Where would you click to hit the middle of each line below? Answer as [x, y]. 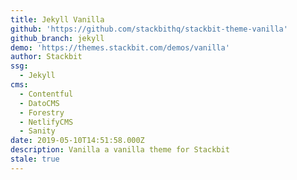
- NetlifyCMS [46, 122]
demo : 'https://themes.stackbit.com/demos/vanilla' [120, 47]
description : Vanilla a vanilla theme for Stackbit [120, 150]
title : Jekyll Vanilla [57, 19]
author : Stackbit [46, 57]
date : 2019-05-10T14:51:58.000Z [77, 141]
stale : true [35, 159]
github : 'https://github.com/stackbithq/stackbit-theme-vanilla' [149, 29]
